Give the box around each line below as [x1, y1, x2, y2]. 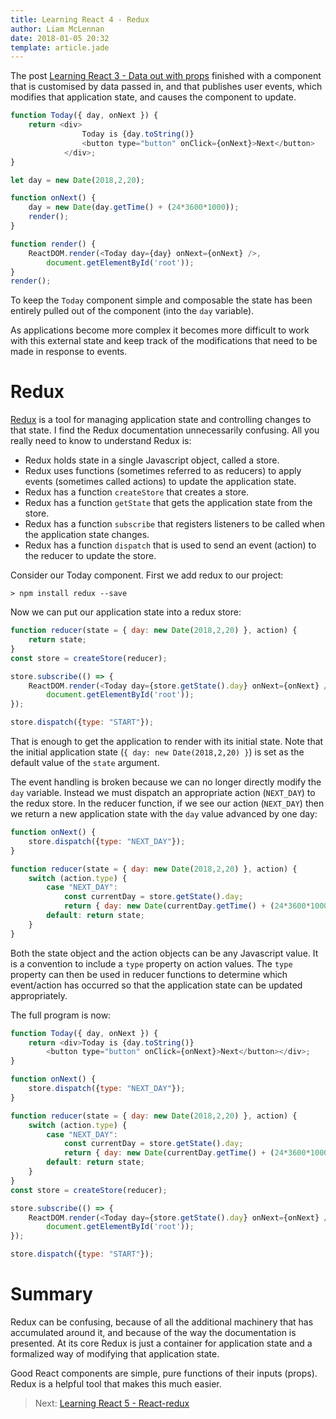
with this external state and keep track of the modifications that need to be [10, 335, 318, 347]
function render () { [10, 239, 97, 249]
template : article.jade [10, 42, 110, 53]
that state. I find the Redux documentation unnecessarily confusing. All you [10, 424, 320, 436]
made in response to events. [10, 346, 128, 358]
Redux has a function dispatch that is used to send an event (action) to [24, 539, 317, 551]
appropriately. [10, 989, 68, 1001]
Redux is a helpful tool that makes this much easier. [10, 1378, 222, 1390]
